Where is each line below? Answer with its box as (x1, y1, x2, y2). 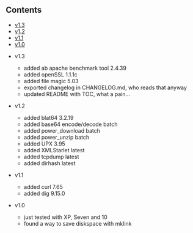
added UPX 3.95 (23, 140, 65, 147)
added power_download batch (23, 127, 101, 134)
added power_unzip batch (23, 133, 90, 141)
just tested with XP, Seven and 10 (23, 213, 107, 221)
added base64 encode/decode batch (23, 120, 118, 128)
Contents (5, 5, 42, 15)
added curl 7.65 (23, 183, 64, 190)
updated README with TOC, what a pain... (23, 90, 131, 97)
